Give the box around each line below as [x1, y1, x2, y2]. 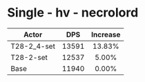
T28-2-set [10, 52, 48, 62]
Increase [90, 30, 121, 39]
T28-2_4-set [10, 41, 55, 51]
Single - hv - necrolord [7, 5, 139, 21]
